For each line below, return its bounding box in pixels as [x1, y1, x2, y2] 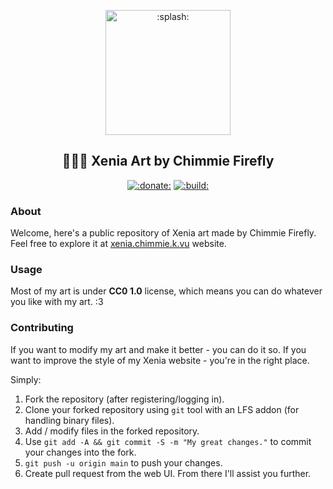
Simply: [10, 373, 42, 385]
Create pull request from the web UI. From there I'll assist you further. [24, 467, 312, 479]
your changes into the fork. [24, 446, 137, 458]
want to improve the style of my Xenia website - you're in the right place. [10, 354, 310, 366]
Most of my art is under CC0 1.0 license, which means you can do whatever [10, 285, 323, 297]
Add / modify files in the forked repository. [24, 425, 200, 437]
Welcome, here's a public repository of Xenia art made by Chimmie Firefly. [10, 227, 317, 239]
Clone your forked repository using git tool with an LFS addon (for [24, 403, 300, 415]
